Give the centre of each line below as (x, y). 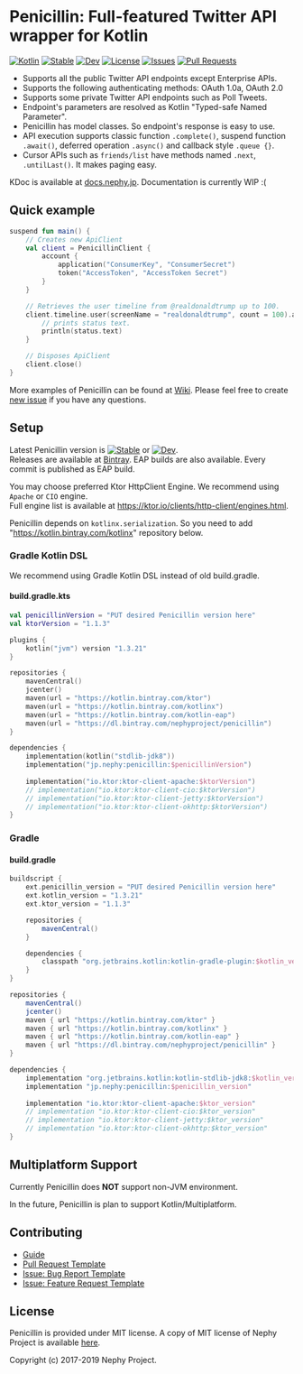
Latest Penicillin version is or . (94, 449)
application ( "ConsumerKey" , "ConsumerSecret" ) (147, 265)
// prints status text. (86, 323)
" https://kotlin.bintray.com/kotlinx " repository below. (106, 532)
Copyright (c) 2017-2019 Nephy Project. (83, 1360)
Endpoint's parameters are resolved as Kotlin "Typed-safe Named (145, 106)
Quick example (52, 211)
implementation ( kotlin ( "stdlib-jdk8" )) (101, 756)
